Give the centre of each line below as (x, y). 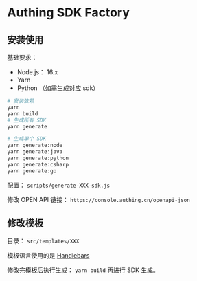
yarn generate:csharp (38, 164)
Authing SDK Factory (69, 13)
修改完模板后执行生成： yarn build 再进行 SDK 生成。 (83, 270)
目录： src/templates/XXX (43, 241)
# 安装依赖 (21, 101)
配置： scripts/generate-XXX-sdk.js (59, 185)
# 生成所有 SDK (27, 120)
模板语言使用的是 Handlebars (48, 256)
